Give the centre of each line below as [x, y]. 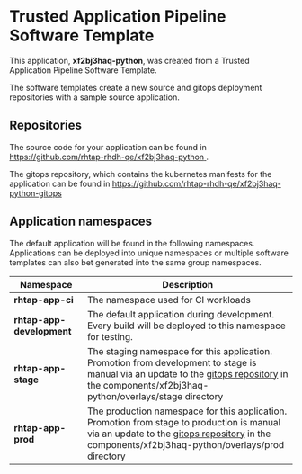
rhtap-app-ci [44, 300]
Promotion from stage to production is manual [184, 422]
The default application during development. [181, 314]
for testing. [110, 336]
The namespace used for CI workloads [169, 300]
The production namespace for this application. [187, 411]
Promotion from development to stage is [172, 362]
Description [188, 284]
